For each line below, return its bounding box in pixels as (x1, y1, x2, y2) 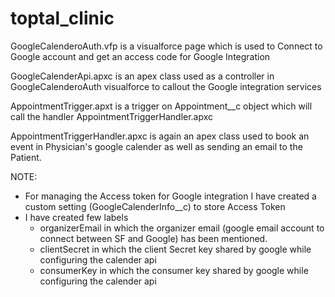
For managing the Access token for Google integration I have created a (24, 190, 317, 202)
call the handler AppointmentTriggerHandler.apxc (10, 110, 214, 122)
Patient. (10, 151, 42, 163)
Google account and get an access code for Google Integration (10, 50, 271, 62)
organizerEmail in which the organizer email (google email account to (39, 222, 325, 234)
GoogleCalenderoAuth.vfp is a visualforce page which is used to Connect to (10, 40, 323, 52)
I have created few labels (24, 211, 129, 223)
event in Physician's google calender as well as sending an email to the (10, 140, 303, 152)
